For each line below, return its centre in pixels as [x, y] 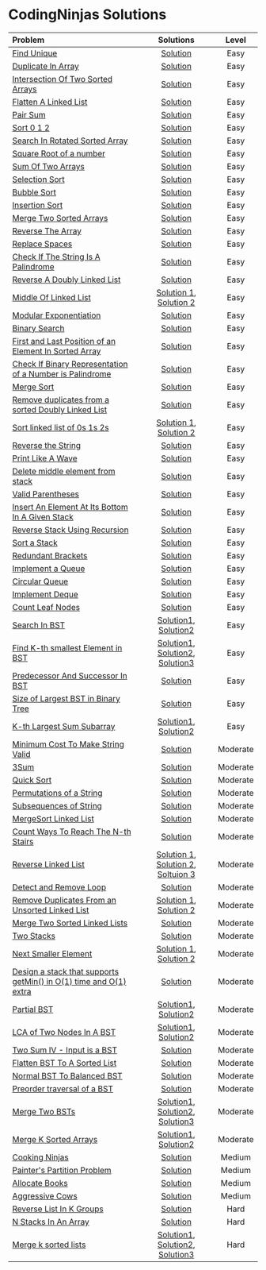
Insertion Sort [38, 205]
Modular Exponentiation [57, 315]
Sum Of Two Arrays [49, 166]
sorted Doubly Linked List [60, 409]
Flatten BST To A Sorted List [65, 1063]
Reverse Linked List [48, 864]
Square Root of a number [59, 153]
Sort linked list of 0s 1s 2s [61, 427]
